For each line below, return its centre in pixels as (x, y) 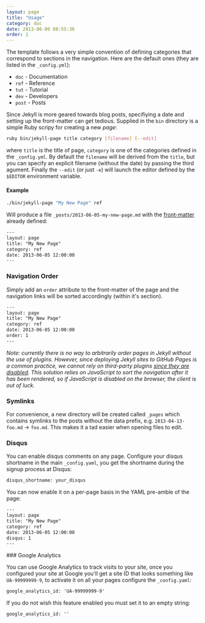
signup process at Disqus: (39, 469)
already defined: (27, 221)
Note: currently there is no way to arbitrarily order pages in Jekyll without (99, 353)
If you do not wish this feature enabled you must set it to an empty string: (98, 603)
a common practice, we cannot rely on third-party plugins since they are (98, 366)
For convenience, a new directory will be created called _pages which (93, 415)
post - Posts (31, 103)
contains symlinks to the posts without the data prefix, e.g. (80, 421)
